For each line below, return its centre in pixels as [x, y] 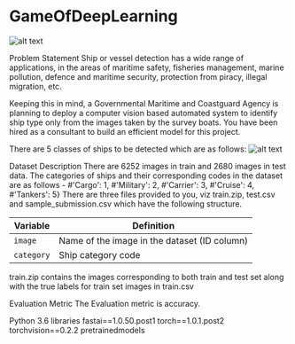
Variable [32, 225]
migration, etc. [35, 86]
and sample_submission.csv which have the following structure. [125, 203]
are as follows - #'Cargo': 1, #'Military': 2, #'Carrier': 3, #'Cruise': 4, [132, 184]
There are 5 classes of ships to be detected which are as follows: [128, 149]
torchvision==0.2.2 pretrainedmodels [77, 330]
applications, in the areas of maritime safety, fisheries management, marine [147, 67]
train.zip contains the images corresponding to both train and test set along [147, 277]
